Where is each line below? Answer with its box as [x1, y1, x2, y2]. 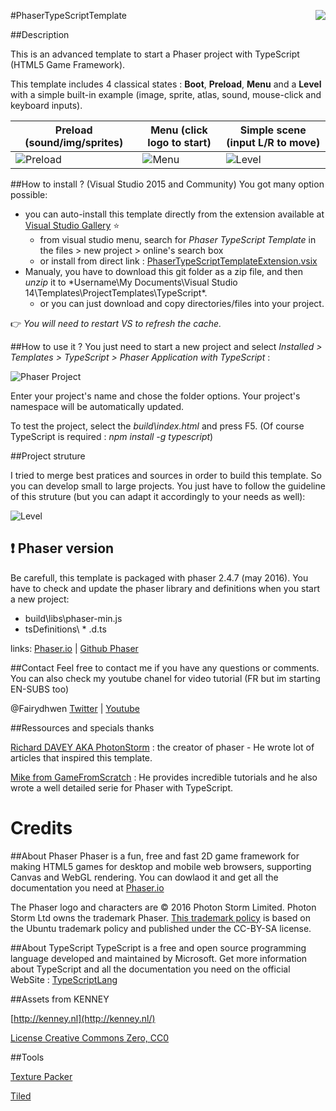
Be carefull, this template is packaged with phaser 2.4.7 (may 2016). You [10, 571, 309, 584]
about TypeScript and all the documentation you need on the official [10, 963, 291, 975]
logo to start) [147, 136, 212, 149]
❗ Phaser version [10, 540, 115, 557]
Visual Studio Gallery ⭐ [24, 220, 120, 231]
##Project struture [10, 450, 86, 462]
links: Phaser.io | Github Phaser [10, 642, 139, 654]
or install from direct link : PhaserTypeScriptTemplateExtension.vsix [39, 255, 318, 267]
